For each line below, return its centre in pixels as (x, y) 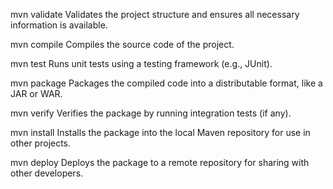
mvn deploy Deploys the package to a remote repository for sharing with (160, 162)
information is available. (59, 25)
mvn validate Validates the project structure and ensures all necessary (155, 14)
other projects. (41, 143)
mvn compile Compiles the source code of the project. (122, 44)
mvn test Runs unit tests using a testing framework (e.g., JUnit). (141, 63)
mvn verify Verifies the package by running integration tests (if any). (151, 113)
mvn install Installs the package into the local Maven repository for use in (160, 132)
